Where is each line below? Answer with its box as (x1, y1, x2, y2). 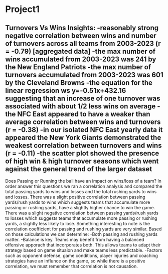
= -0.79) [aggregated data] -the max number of (5, 47, 156, 56)
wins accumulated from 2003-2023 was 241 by (5, 55, 156, 63)
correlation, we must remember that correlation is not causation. (5, 263, 138, 269)
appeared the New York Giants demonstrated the (5, 133, 161, 142)
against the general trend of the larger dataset (5, 165, 152, 173)
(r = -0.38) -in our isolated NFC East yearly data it (5, 125, 163, 134)
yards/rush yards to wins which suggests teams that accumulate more (5, 199, 150, 205)
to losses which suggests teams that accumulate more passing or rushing (5, 215, 157, 221)
